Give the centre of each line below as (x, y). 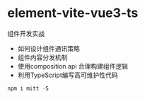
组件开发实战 (26, 33)
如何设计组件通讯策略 (48, 48)
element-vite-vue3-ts (73, 13)
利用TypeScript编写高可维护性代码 (68, 75)
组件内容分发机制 (42, 57)
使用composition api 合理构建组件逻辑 (73, 66)
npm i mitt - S (28, 88)
